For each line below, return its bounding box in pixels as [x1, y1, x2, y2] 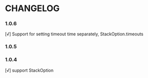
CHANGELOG [5, 3, 60, 14]
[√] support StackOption [5, 67, 54, 73]
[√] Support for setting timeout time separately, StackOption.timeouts [5, 31, 144, 37]
